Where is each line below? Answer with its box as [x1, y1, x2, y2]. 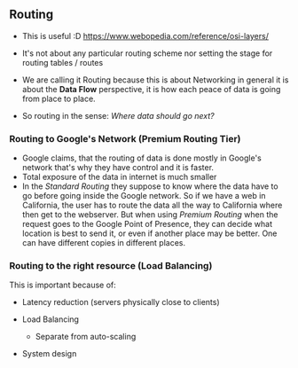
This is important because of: [9, 279, 117, 291]
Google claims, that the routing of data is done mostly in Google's [21, 153, 262, 163]
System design [21, 348, 77, 359]
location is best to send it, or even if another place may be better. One [21, 228, 278, 239]
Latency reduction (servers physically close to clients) [21, 297, 220, 308]
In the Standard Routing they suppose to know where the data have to [21, 181, 278, 192]
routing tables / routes [21, 57, 104, 67]
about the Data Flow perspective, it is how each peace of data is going [21, 83, 281, 94]
